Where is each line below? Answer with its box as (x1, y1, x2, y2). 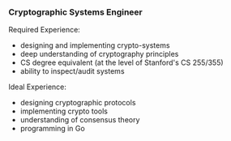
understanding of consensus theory (19, 115, 140, 125)
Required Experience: (8, 25, 81, 35)
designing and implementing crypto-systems (19, 41, 170, 50)
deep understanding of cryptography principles (19, 49, 179, 59)
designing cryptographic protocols (19, 98, 136, 108)
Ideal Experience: (8, 82, 67, 92)
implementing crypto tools (19, 106, 108, 116)
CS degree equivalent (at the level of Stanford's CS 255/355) (19, 58, 225, 67)
